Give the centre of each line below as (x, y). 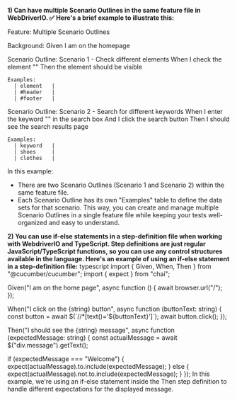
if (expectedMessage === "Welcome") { (66, 359)
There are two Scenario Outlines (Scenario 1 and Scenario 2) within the (121, 185)
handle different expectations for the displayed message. (91, 389)
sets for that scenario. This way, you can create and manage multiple (118, 207)
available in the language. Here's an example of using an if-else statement (118, 259)
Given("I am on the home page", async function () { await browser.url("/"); (115, 287)
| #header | (34, 92)
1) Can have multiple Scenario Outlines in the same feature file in (104, 10)
